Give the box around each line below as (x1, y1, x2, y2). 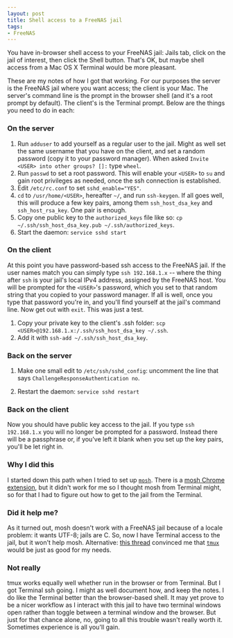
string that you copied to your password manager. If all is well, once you (7, 290, 213, 299)
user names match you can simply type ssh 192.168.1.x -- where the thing (7, 268, 222, 276)
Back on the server (7, 351, 72, 360)
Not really (7, 563, 41, 573)
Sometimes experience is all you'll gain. (7, 623, 120, 632)
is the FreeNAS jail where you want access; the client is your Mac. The (7, 84, 209, 92)
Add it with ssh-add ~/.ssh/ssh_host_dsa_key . (17, 333, 148, 342)
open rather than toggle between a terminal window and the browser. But (7, 608, 216, 616)
